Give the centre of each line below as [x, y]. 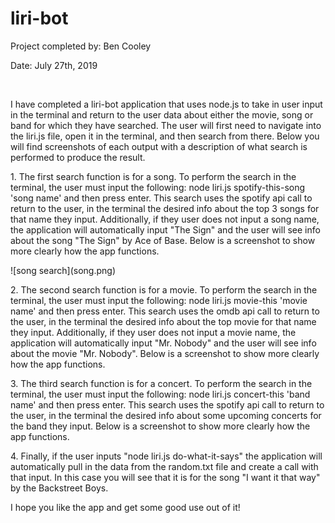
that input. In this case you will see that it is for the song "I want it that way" [165, 477]
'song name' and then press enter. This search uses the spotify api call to [161, 198]
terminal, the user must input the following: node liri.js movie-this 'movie [159, 300]
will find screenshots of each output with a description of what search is [159, 146]
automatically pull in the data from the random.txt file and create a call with [164, 466]
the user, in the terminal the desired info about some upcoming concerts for [166, 415]
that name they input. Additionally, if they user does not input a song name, [165, 219]
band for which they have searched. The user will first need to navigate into [166, 125]
